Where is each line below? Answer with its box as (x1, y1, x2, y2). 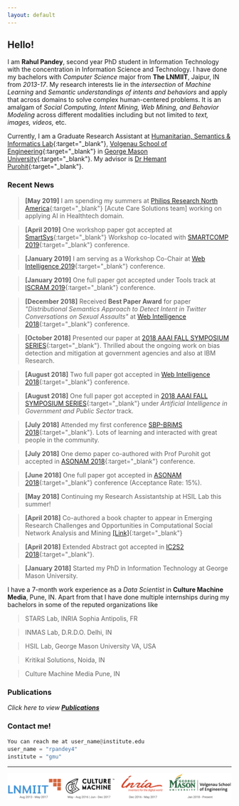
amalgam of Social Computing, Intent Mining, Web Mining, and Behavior (7, 103, 219, 112)
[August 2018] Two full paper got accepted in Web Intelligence (24, 370, 211, 378)
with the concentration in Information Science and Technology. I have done (7, 65, 228, 74)
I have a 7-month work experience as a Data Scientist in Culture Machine (7, 585, 224, 594)
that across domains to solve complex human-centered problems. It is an (7, 95, 222, 104)
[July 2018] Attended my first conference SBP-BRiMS (24, 420, 183, 429)
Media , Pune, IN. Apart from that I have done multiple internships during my (7, 592, 230, 601)
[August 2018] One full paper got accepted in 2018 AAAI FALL (24, 391, 208, 400)
